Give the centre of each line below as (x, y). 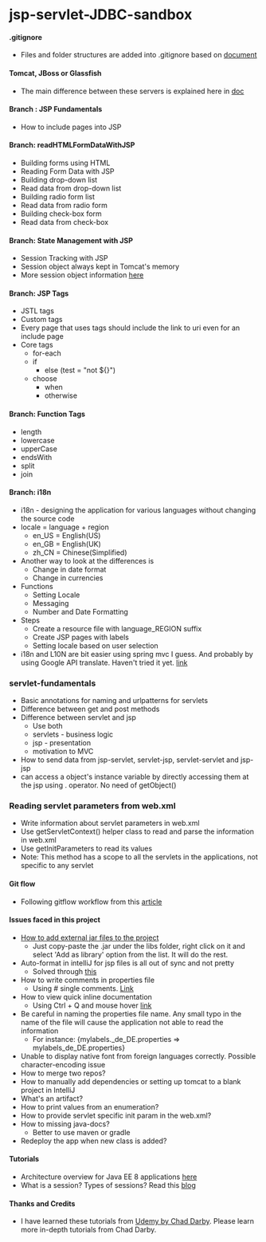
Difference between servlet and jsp (78, 717)
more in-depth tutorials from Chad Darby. (88, 1230)
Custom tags (41, 320)
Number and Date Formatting (80, 611)
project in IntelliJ (48, 1090)
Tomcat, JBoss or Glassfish (55, 73)
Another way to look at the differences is (87, 560)
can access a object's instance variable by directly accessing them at (135, 777)
